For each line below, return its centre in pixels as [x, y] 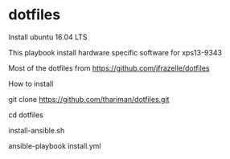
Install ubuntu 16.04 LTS [48, 37]
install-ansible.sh [37, 130]
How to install [31, 84]
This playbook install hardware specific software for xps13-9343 [115, 52]
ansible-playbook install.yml [55, 145]
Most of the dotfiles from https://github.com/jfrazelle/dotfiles [109, 68]
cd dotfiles [26, 115]
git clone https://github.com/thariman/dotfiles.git [89, 99]
